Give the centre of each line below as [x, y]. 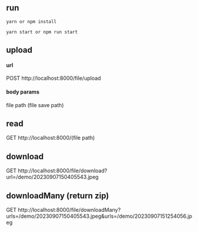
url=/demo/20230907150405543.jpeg [52, 177]
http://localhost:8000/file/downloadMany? [69, 210]
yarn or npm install [32, 21]
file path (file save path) [35, 105]
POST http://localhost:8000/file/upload [54, 78]
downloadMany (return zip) [58, 196]
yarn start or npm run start [42, 32]
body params [23, 92]
